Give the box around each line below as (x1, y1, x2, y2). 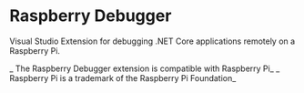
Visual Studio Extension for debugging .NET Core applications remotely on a (9, 36, 296, 46)
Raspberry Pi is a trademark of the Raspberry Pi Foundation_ (9, 72, 237, 83)
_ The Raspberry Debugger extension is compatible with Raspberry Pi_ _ (9, 63, 280, 74)
